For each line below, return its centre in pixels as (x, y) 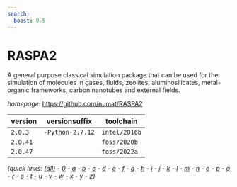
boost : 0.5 (30, 21)
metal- (211, 83)
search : (19, 14)
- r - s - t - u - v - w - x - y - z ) (51, 176)
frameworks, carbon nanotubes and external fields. (105, 90)
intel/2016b (122, 132)
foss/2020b (120, 142)
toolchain (121, 121)
